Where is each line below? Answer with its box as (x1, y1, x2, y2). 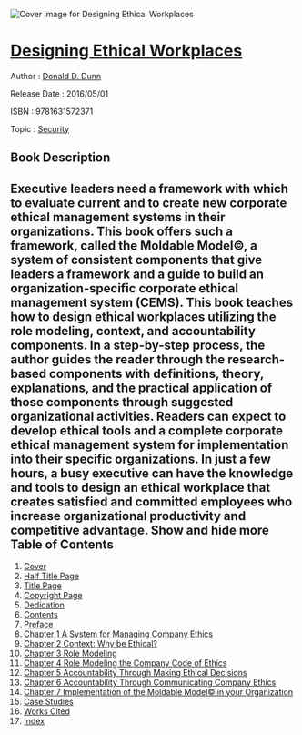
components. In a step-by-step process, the (10, 337, 266, 352)
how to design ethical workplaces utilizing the (10, 309, 277, 324)
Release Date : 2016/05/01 (10, 87, 108, 99)
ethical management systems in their (10, 209, 226, 225)
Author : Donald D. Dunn (10, 70, 102, 81)
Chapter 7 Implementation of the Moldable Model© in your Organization (23, 687, 294, 698)
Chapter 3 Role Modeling (23, 648, 117, 659)
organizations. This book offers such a (10, 223, 233, 239)
